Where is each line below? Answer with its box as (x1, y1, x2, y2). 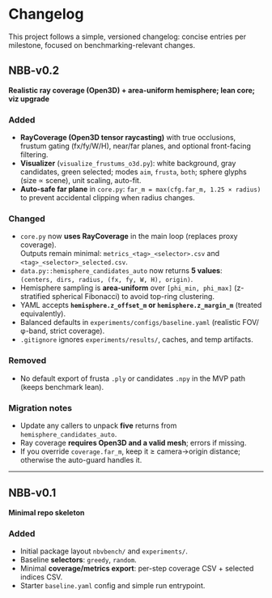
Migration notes (8, 402, 73, 413)
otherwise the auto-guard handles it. (19, 455, 142, 464)
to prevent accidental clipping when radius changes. (19, 193, 196, 203)
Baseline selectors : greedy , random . (19, 555, 138, 565)
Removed (8, 355, 47, 366)
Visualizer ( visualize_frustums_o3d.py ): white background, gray (19, 159, 236, 169)
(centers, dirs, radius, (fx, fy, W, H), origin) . (19, 275, 193, 284)
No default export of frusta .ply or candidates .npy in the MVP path (19, 374, 245, 383)
